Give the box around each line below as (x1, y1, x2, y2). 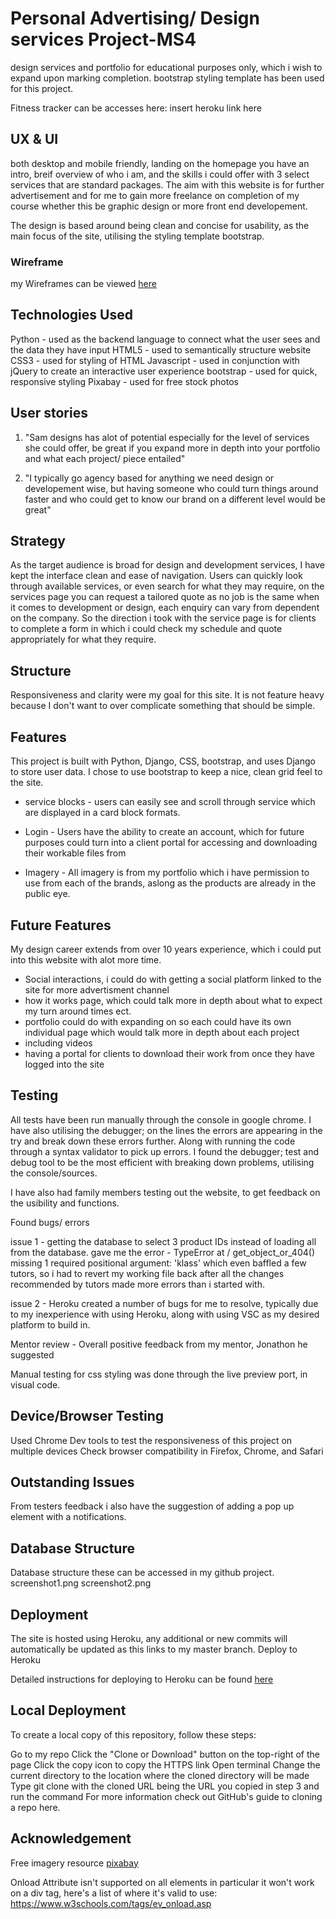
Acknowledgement (10, 1830, 132, 1847)
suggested (10, 1348, 55, 1361)
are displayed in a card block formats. (24, 807, 181, 819)
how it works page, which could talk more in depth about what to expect (24, 994, 323, 1006)
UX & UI (10, 131, 59, 148)
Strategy (10, 533, 66, 550)
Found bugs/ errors (10, 1216, 90, 1228)
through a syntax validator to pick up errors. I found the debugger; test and (10, 1145, 320, 1157)
